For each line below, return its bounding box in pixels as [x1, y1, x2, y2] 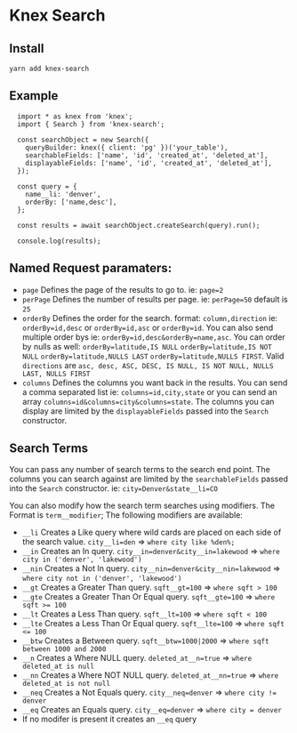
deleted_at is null [21, 662, 95, 672]
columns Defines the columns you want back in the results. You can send [21, 377, 288, 388]
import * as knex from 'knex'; [17, 112, 133, 121]
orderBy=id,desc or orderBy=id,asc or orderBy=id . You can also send [21, 322, 274, 333]
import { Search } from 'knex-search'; [17, 119, 165, 129]
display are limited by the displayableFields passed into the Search [21, 406, 269, 416]
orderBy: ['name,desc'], [25, 197, 117, 206]
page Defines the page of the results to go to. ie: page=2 [21, 284, 224, 294]
